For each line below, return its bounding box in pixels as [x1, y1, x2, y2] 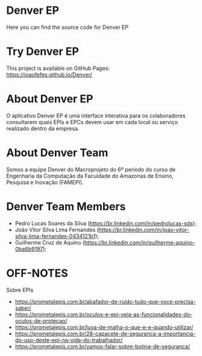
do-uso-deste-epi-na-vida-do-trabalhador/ [14, 336, 123, 343]
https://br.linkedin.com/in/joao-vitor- [98, 226, 189, 233]
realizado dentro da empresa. [6, 125, 80, 132]
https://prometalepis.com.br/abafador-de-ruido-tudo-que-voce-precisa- [14, 298, 196, 305]
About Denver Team [6, 146, 109, 160]
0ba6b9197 [14, 245, 43, 252]
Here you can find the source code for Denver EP [6, 23, 128, 31]
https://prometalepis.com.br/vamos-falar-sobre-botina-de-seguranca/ [14, 343, 191, 350]
